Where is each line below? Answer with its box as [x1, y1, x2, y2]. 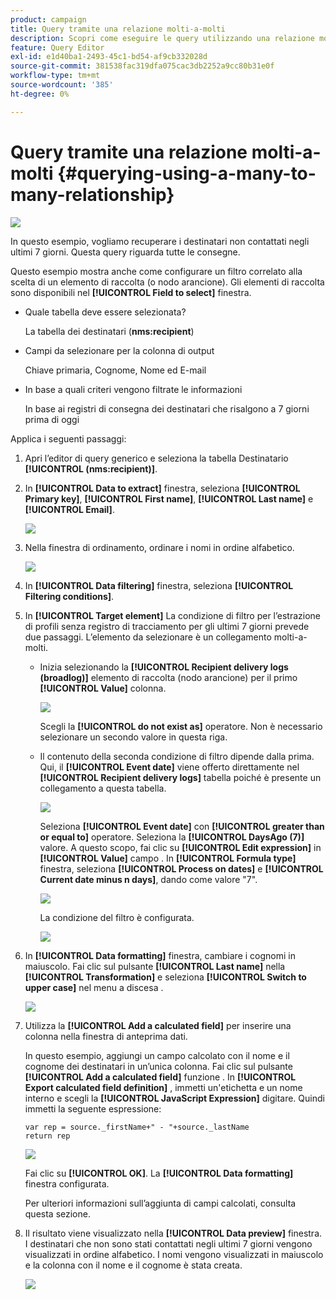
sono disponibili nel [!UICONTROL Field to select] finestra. [10, 286, 252, 298]
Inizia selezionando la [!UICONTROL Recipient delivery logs [39, 661, 289, 673]
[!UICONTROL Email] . [24, 503, 115, 515]
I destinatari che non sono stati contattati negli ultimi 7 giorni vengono [24, 1237, 313, 1250]
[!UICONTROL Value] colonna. [39, 682, 167, 694]
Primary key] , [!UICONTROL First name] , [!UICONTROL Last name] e [24, 492, 314, 505]
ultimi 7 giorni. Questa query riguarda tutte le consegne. [10, 246, 241, 258]
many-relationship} [10, 183, 175, 206]
